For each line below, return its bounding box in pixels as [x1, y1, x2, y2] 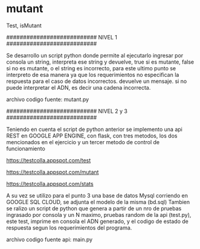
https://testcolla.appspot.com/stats [6, 180, 94, 187]
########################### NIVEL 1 [6, 33, 118, 41]
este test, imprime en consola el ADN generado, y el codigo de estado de [6, 217, 189, 225]
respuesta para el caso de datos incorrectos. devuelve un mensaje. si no [6, 78, 187, 85]
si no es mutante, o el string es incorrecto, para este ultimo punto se [6, 64, 176, 71]
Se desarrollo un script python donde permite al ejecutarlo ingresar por [6, 51, 184, 59]
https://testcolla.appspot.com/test [6, 156, 91, 164]
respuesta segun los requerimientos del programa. [6, 224, 132, 231]
